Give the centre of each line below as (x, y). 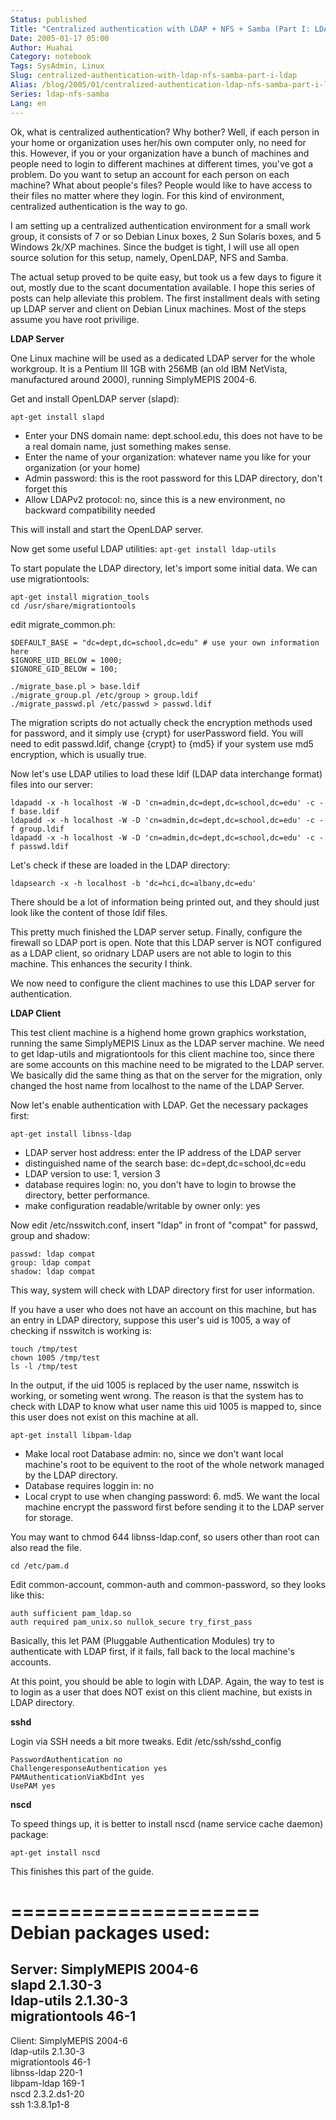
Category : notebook (51, 57)
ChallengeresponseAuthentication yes (89, 1768)
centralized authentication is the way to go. (99, 206)
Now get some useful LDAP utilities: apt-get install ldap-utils (143, 548)
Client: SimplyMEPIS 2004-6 (69, 2040)
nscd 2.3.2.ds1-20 (47, 2093)
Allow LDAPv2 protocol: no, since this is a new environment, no (155, 499)
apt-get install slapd (57, 417)
